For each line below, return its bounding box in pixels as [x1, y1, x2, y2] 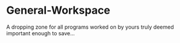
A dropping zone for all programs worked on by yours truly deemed [6, 23, 174, 30]
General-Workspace [6, 4, 111, 17]
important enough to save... [6, 29, 75, 36]
